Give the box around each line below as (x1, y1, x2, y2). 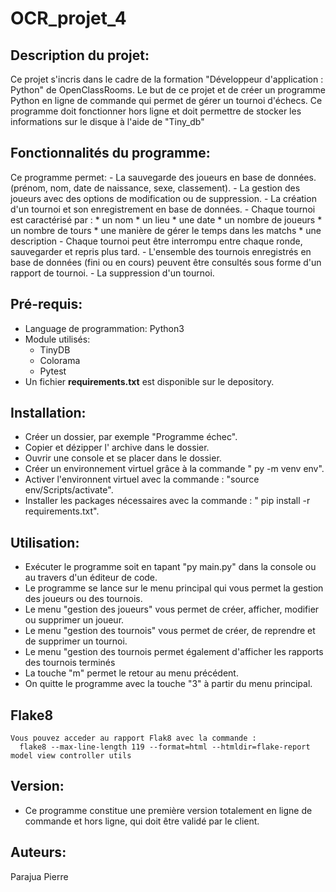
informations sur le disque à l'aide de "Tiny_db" (10, 116, 205, 127)
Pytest (39, 365, 67, 377)
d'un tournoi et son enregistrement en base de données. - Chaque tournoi (10, 203, 316, 215)
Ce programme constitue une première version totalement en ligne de (24, 804, 313, 816)
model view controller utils (10, 751, 132, 761)
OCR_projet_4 (10, 7, 127, 30)
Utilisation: (10, 534, 80, 551)
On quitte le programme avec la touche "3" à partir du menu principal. (24, 678, 313, 690)
